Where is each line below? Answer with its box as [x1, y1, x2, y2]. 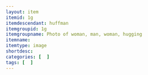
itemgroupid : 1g [5, 25, 47, 32]
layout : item [5, 8, 39, 15]
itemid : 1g [5, 15, 33, 21]
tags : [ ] [5, 59, 33, 65]
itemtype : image [5, 43, 47, 49]
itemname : [5, 37, 31, 43]
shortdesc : [5, 48, 33, 54]
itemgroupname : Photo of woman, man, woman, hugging [5, 31, 143, 37]
